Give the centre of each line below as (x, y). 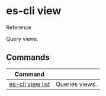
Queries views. (76, 84)
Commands (28, 57)
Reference (19, 27)
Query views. (22, 39)
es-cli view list (30, 84)
